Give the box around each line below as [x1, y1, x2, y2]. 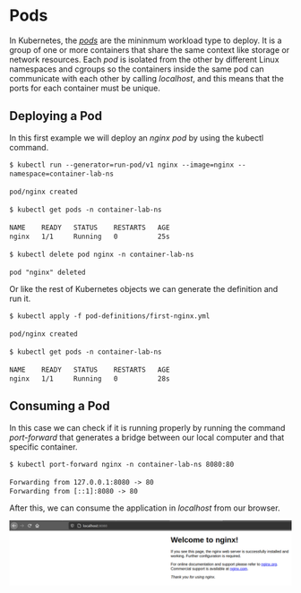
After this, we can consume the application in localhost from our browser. [9, 503, 280, 513]
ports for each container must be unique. [9, 82, 161, 93]
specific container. [9, 441, 78, 452]
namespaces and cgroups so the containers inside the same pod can [9, 64, 264, 74]
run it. [9, 293, 31, 304]
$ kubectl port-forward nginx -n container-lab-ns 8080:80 [9, 460, 235, 468]
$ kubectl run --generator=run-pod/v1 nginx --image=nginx [9, 160, 235, 169]
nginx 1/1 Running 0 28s [9, 374, 170, 383]
